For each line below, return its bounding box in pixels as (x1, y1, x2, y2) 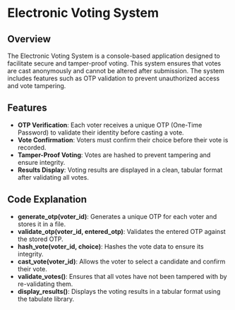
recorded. (17, 143, 47, 151)
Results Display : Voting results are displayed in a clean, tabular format (17, 166, 223, 174)
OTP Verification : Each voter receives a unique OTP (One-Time (17, 120, 203, 129)
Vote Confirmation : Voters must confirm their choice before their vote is (17, 135, 229, 144)
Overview (7, 33, 52, 45)
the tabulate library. (17, 294, 75, 303)
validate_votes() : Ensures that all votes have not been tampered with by (17, 272, 227, 280)
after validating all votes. (17, 173, 90, 181)
